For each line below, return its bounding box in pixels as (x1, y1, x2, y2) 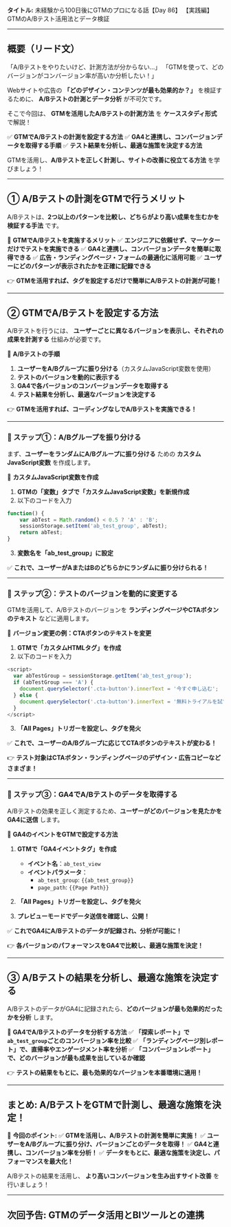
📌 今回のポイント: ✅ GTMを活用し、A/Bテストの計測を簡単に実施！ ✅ (7, 1131, 206, 1139)
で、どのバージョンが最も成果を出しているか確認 (7, 1053, 146, 1062)
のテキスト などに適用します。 (7, 614, 93, 622)
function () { (7, 509, 45, 517)
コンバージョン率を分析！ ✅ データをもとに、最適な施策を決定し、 (25, 1148, 214, 1157)
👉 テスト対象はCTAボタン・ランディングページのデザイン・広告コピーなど (7, 753, 221, 762)
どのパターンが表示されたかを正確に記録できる (19, 261, 152, 270)
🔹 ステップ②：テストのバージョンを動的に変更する (7, 589, 178, 598)
